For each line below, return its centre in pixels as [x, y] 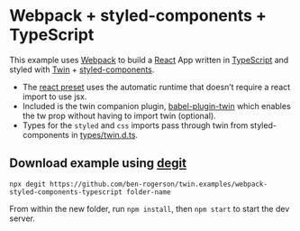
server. [23, 218]
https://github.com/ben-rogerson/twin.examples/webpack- [159, 184]
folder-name [148, 192]
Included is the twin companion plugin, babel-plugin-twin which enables [156, 106]
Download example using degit [98, 163]
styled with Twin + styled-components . [82, 69]
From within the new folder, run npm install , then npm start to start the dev [150, 208]
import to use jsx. [55, 97]
